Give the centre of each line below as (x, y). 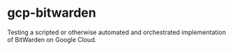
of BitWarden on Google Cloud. (52, 39)
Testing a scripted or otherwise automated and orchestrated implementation (117, 32)
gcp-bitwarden (52, 13)
